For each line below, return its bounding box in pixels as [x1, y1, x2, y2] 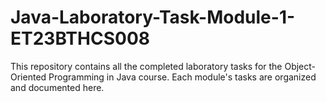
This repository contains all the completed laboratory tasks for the [10, 60, 283, 72]
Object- [284, 60, 317, 72]
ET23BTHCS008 [10, 27, 150, 50]
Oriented [10, 71, 47, 83]
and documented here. [10, 81, 105, 93]
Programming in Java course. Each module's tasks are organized [48, 71, 317, 83]
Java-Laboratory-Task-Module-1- [10, 6, 296, 29]
